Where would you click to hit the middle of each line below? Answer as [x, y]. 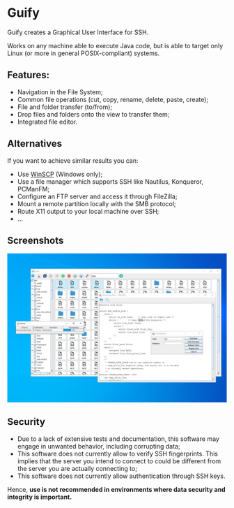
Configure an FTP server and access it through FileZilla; [97, 196]
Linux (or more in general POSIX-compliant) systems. [84, 53]
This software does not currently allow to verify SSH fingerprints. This [117, 453]
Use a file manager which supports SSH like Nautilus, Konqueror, [110, 181]
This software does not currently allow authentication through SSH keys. [121, 476]
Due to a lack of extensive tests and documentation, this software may [118, 439]
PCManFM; [33, 189]
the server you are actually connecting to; [77, 468]
